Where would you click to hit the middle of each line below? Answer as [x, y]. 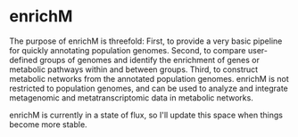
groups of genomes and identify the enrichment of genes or [150, 60]
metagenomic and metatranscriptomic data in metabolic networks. [132, 97]
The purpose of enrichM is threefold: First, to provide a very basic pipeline [146, 41]
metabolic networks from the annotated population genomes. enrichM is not [149, 78]
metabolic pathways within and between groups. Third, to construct [134, 69]
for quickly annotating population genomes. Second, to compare [128, 50]
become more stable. [48, 124]
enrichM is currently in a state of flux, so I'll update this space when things [146, 115]
